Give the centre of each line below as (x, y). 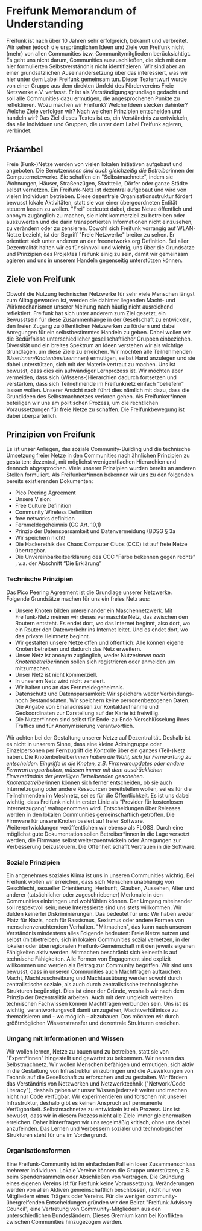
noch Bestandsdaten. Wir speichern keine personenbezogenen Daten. (102, 700)
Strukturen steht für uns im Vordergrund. (57, 1135)
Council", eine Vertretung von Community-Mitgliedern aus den (84, 1209)
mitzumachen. (33, 668)
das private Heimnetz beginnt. (52, 636)
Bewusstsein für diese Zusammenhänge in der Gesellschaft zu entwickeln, (99, 319)
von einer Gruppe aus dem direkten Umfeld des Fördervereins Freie (90, 85)
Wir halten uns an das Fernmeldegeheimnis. (70, 687)
